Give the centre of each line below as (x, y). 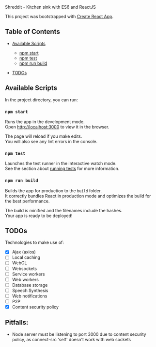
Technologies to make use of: (35, 242)
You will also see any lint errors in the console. (51, 141)
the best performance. (27, 201)
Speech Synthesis (30, 290)
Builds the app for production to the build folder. (54, 191)
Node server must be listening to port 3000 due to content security (79, 334)
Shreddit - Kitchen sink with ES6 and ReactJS (50, 7)
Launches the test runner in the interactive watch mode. (61, 164)
